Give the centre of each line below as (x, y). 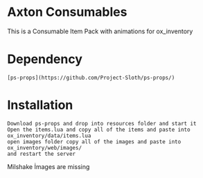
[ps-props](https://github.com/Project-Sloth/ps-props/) (91, 78)
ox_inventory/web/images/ (44, 148)
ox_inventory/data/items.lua (49, 136)
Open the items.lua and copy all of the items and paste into (99, 130)
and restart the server (42, 154)
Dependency (45, 59)
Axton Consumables (67, 12)
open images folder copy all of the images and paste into (94, 142)
